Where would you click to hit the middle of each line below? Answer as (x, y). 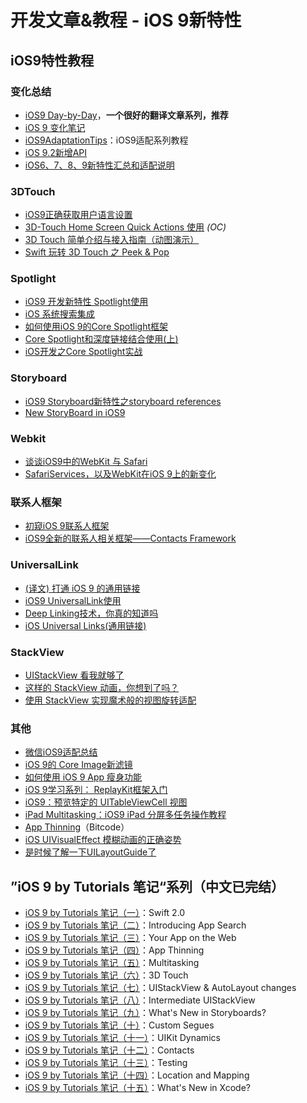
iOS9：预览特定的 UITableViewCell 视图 (106, 802)
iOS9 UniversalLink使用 (73, 600)
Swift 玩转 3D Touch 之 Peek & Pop (97, 252)
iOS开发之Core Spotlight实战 (83, 352)
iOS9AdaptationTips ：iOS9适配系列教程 (106, 140)
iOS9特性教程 (52, 60)
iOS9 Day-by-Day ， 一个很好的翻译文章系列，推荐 (126, 115)
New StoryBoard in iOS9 (75, 412)
